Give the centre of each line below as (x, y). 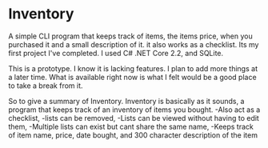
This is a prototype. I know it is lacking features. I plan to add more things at (133, 68)
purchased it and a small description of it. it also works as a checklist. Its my (134, 44)
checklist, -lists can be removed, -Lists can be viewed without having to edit (134, 118)
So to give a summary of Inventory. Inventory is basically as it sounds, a (126, 101)
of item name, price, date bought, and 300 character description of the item (133, 135)
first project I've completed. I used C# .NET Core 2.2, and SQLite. (116, 53)
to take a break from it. (46, 86)
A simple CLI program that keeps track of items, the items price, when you (131, 36)
